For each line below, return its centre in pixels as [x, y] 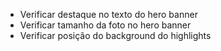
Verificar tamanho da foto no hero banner [105, 25]
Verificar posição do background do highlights [115, 35]
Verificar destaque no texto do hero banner [108, 14]
